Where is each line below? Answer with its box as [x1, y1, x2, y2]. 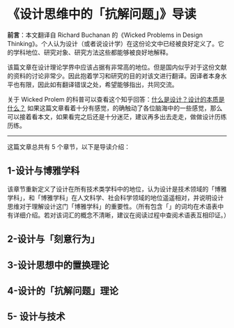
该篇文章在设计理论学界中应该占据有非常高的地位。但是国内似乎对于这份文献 [7, 63, 227, 71]
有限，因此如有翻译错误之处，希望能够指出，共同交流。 [19, 80, 178, 88]
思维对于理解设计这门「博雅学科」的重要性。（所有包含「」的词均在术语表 [7, 202, 218, 210]
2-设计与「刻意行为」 [7, 233, 100, 245]
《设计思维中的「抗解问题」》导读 [7, 6, 197, 22]
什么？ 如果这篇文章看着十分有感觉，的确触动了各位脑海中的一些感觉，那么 [7, 104, 223, 112]
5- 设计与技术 [7, 311, 65, 322]
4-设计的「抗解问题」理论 [7, 285, 119, 297]
